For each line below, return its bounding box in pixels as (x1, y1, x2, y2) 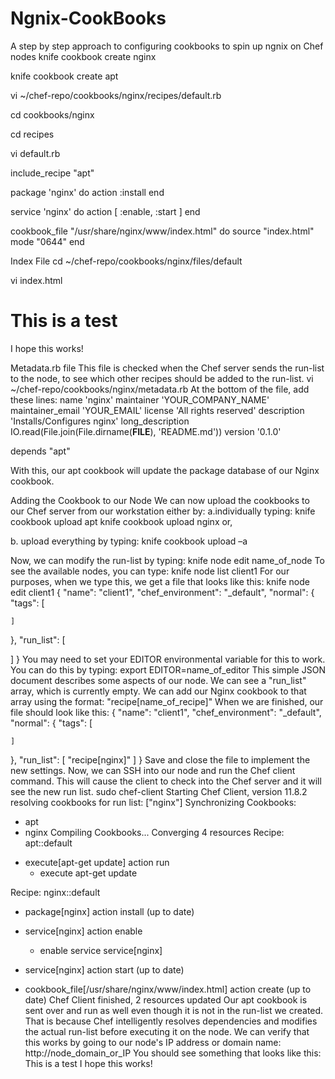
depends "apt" (10, 445, 71, 457)
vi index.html (10, 274, 63, 286)
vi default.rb (10, 147, 61, 159)
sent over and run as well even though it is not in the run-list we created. (24, 1004, 324, 1016)
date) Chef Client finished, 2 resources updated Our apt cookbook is (24, 993, 308, 1006)
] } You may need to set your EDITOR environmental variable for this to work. (10, 653, 326, 665)
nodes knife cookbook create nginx (10, 50, 157, 62)
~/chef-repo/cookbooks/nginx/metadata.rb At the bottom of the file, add (10, 383, 310, 395)
